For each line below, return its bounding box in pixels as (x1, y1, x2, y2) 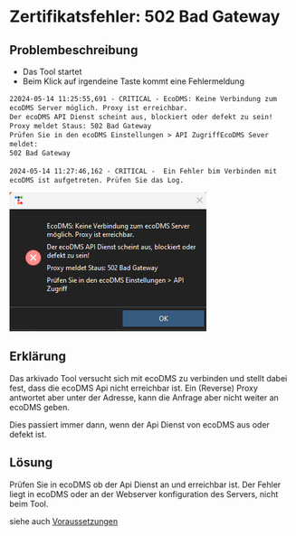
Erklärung (9, 349, 66, 364)
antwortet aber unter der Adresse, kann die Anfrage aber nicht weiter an (9, 391, 279, 403)
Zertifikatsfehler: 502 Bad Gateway (9, 6, 281, 27)
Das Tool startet (22, 66, 82, 77)
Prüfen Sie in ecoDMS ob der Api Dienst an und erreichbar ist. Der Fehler (9, 479, 282, 490)
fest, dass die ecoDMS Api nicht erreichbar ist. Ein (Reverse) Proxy (9, 382, 258, 393)
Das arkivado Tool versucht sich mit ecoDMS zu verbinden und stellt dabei (9, 372, 288, 383)
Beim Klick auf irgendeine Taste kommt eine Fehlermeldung (22, 76, 244, 87)
